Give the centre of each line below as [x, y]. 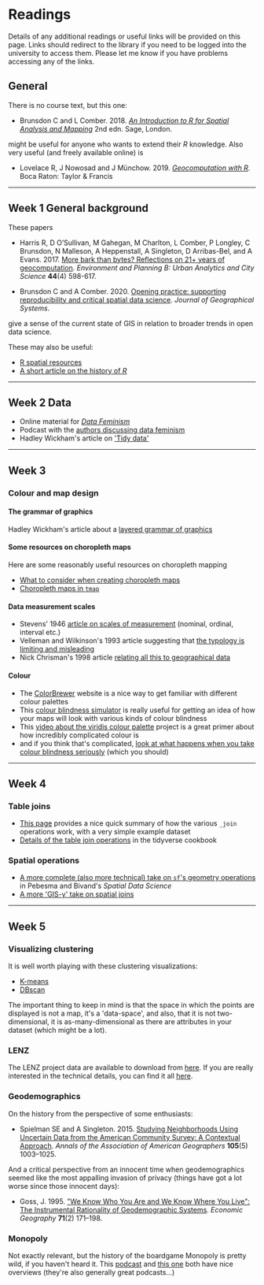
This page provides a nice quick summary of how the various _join [128, 823]
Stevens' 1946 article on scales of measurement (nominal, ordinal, [126, 624]
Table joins [29, 806]
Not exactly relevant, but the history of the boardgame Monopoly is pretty [127, 1256]
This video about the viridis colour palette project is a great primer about [137, 726]
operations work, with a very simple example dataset [105, 832]
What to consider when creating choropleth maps [100, 580]
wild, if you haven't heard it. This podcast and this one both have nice [121, 1264]
